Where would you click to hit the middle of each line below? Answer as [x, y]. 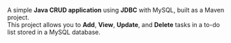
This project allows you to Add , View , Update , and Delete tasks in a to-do [114, 25]
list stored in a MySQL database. [54, 32]
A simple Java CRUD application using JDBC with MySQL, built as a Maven [116, 10]
